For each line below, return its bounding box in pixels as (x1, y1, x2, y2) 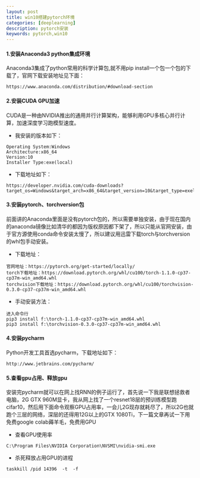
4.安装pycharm (6, 335, 45, 342)
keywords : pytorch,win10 (6, 31, 68, 37)
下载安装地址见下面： (32, 72, 85, 79)
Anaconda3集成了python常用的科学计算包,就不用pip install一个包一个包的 (6, 64, 186, 72)
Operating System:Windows (6, 144, 70, 150)
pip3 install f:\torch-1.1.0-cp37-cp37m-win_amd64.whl (6, 316, 145, 322)
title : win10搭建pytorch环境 (6, 14, 75, 20)
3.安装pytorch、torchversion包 (6, 201, 85, 208)
